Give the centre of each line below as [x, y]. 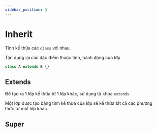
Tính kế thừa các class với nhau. [38, 48]
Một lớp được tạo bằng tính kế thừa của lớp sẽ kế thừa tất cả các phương [79, 103]
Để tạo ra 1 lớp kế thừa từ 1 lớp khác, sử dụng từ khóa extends [67, 94]
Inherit [19, 34]
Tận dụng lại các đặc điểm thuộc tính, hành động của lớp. [63, 57]
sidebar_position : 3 [26, 10]
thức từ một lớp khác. [27, 109]
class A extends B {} [27, 66]
